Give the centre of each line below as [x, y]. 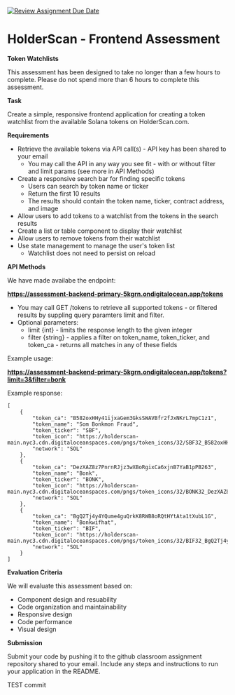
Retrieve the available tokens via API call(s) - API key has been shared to [122, 149]
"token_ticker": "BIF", [67, 528]
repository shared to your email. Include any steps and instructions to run [113, 663]
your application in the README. [54, 671]
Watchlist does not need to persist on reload [92, 253]
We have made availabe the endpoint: [62, 280]
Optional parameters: [48, 322]
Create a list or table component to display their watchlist [100, 231]
